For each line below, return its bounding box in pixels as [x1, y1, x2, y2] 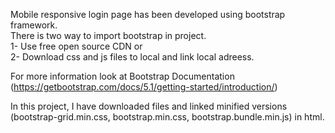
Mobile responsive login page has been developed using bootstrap [10, 9, 286, 20]
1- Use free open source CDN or [10, 40, 143, 52]
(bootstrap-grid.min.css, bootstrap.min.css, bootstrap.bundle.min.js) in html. [10, 111, 325, 123]
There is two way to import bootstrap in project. [10, 30, 207, 41]
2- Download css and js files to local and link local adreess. [10, 51, 255, 63]
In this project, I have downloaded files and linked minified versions [10, 100, 288, 112]
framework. [10, 19, 58, 31]
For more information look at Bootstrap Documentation [10, 70, 235, 82]
